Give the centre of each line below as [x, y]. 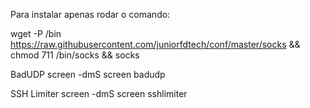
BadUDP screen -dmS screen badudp [88, 74]
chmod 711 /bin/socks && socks [75, 55]
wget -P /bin [36, 33]
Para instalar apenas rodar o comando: [90, 14]
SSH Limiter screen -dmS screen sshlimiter [99, 93]
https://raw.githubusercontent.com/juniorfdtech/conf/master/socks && [155, 44]
